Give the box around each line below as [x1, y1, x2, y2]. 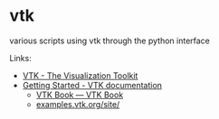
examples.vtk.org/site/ [35, 98, 120, 109]
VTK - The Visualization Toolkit [22, 69, 138, 81]
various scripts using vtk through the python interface [9, 35, 211, 46]
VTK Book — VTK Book [35, 89, 124, 100]
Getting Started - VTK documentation [22, 79, 163, 90]
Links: [9, 52, 32, 63]
